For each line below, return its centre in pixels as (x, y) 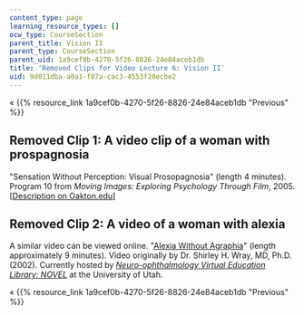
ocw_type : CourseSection (56, 34)
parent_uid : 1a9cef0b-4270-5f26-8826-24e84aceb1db (107, 60)
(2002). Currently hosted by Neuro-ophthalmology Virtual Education (137, 265)
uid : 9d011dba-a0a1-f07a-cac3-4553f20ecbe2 (93, 77)
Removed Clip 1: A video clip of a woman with (140, 141)
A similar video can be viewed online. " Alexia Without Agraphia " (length (143, 246)
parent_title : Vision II (56, 43)
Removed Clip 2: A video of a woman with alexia (147, 224)
